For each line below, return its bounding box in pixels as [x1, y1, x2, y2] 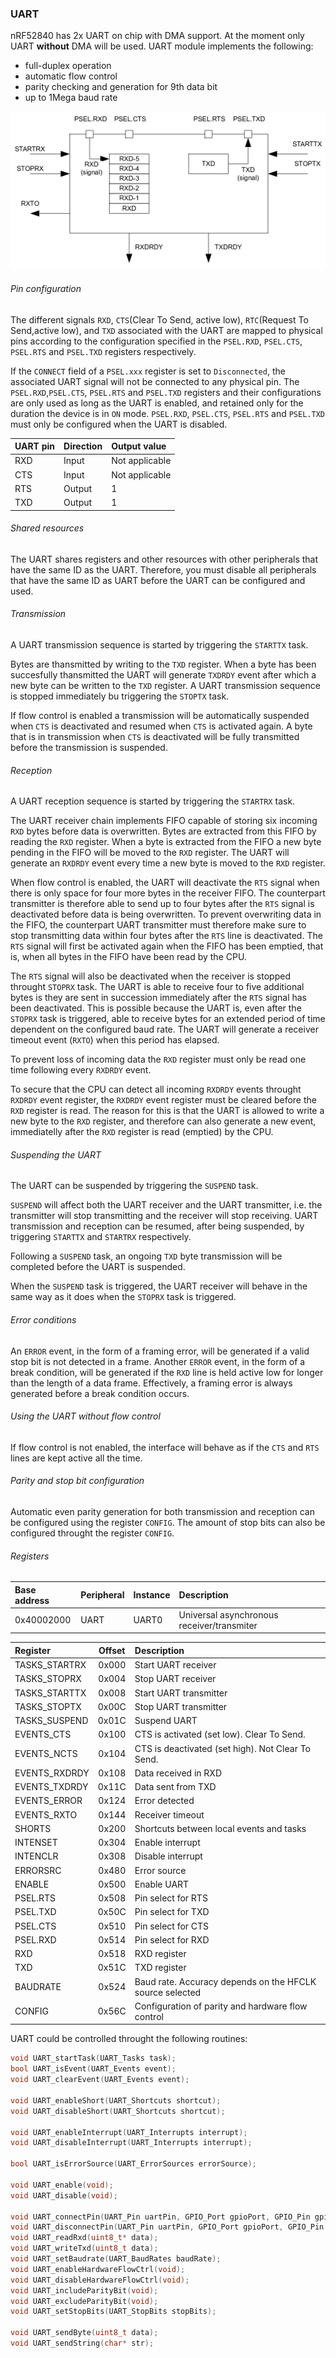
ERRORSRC [14, 1864, 62, 1876]
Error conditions [10, 1313, 77, 1326]
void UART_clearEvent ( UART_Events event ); [10, 2075, 190, 2085]
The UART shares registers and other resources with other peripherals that [10, 553, 319, 565]
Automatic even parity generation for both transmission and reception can [10, 1505, 315, 1517]
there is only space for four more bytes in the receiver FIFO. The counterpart [10, 887, 326, 899]
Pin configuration [10, 282, 82, 294]
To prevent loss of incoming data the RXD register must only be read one [10, 1053, 307, 1066]
